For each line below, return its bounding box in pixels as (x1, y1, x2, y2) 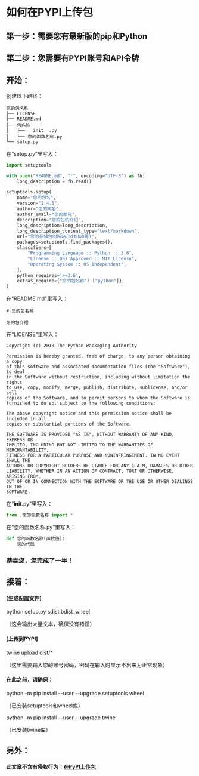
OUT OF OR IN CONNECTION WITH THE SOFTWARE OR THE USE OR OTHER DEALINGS (6, 479, 194, 485)
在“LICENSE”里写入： (6, 331, 59, 338)
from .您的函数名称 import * (6, 512, 73, 518)
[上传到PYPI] (6, 635, 38, 642)
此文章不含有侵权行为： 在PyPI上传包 (6, 763, 97, 770)
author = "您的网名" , (17, 206, 61, 212)
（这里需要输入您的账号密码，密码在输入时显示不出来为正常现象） (6, 661, 168, 669)
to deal (6, 369, 26, 375)
